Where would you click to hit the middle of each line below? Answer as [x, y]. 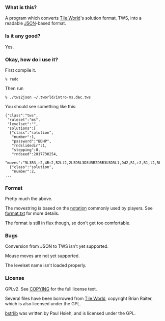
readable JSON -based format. [36, 23]
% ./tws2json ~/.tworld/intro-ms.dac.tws [48, 97]
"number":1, [24, 137]
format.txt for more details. [32, 213]
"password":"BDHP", [31, 141]
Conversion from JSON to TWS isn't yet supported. [57, 246]
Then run [14, 88]
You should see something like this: [41, 106]
